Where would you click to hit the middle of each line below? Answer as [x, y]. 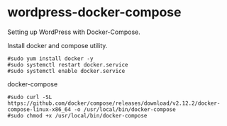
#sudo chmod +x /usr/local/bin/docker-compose [77, 115]
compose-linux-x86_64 [39, 109]
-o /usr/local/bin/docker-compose [125, 109]
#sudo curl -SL [30, 97]
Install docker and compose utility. [57, 45]
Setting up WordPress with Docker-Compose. [74, 32]
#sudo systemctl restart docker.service [68, 64]
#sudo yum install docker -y [50, 58]
